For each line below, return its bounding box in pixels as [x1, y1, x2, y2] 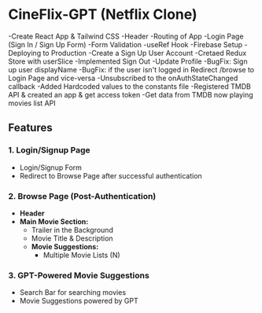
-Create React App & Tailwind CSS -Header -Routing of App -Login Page [8, 31, 244, 41]
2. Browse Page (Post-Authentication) [8, 190, 157, 201]
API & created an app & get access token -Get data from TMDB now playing [8, 90, 253, 99]
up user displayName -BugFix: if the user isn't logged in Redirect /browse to [8, 64, 254, 74]
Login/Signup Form [19, 163, 83, 172]
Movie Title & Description [31, 234, 113, 243]
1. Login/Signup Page [8, 145, 90, 156]
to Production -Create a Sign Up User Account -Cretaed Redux [42, 48, 247, 57]
